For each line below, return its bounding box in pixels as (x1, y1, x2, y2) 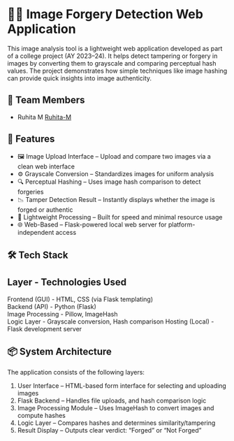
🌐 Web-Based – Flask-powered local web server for (17, 220, 167, 229)
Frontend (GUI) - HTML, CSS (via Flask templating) (7, 295, 154, 303)
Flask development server (7, 324, 82, 333)
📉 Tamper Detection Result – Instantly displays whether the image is (17, 195, 215, 203)
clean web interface (17, 162, 75, 171)
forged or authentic (17, 205, 73, 214)
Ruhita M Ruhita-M (17, 113, 72, 121)
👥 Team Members (7, 94, 85, 106)
